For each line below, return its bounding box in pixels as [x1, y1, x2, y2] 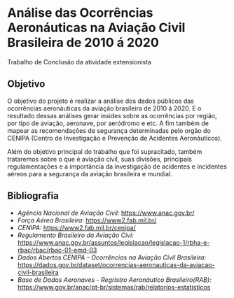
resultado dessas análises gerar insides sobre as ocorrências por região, [7, 111, 217, 120]
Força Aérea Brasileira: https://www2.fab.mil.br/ [17, 215, 157, 225]
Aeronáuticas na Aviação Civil [7, 20, 186, 36]
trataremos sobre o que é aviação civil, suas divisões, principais [7, 155, 193, 163]
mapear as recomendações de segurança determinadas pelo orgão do [7, 126, 212, 134]
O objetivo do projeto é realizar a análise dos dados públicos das [7, 97, 195, 105]
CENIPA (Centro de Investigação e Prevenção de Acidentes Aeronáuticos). [7, 134, 223, 142]
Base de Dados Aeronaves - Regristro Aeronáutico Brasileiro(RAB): [17, 275, 212, 284]
